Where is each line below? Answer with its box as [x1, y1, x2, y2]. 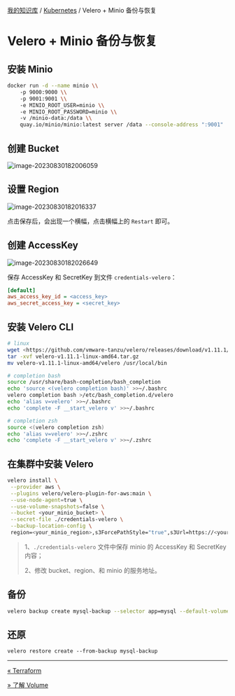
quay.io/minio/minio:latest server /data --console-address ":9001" [20, 121, 224, 128]
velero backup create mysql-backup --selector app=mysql [7, 608, 177, 615]
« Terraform [7, 667, 42, 675]
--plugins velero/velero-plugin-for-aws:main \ [10, 489, 152, 497]
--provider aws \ [10, 483, 61, 490]
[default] [7, 286, 36, 294]
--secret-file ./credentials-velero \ [10, 516, 124, 523]
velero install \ [7, 477, 58, 485]
